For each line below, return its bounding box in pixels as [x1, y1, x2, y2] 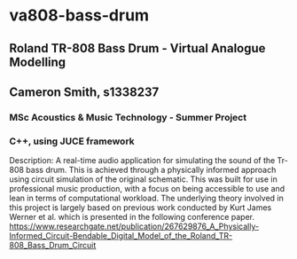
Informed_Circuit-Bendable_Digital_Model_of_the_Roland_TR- [9, 231, 233, 241]
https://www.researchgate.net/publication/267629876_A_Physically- [9, 221, 260, 232]
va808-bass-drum [9, 5, 149, 26]
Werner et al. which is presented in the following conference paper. [9, 212, 255, 223]
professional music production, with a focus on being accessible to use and [9, 184, 285, 194]
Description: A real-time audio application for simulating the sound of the [9, 155, 276, 166]
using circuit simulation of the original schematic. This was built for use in [9, 174, 277, 184]
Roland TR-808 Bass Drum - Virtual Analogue [9, 41, 266, 56]
